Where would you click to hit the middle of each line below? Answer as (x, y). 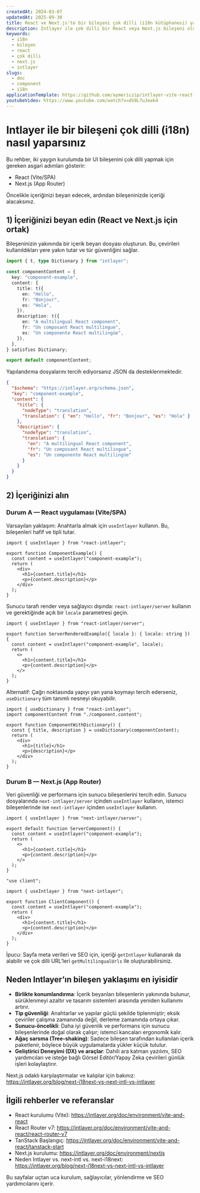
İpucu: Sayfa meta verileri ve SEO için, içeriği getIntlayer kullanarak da (94, 954)
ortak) (18, 229)
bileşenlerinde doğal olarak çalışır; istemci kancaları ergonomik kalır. (99, 1032)
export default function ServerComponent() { (63, 828)
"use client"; (24, 881)
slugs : (14, 73)
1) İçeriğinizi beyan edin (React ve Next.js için (92, 220)
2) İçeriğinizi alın (38, 496)
